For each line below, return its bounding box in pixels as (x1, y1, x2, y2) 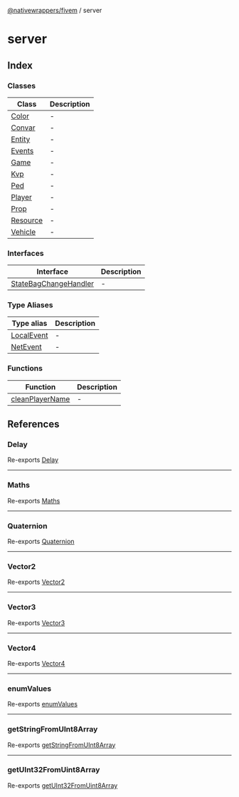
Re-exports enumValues (7, 700, 78, 709)
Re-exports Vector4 (7, 659, 65, 667)
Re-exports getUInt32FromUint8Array (7, 781, 118, 790)
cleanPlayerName (11, 394, 70, 403)
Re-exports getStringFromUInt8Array (7, 741, 116, 749)
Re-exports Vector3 (7, 618, 65, 627)
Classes (7, 81, 36, 91)
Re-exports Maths (7, 496, 60, 505)
